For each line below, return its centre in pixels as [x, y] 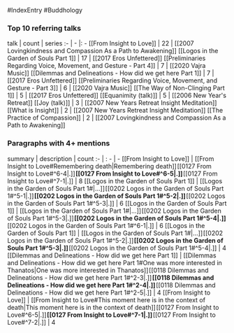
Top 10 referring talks [44, 28]
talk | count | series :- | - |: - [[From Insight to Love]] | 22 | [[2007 [101, 43]
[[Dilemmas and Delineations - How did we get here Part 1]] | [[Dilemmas [112, 255]
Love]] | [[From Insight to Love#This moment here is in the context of [107, 299]
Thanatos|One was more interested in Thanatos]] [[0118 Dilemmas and [108, 270]
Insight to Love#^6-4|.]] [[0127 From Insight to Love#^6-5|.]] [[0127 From [112, 173]
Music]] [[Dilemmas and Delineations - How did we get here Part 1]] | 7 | [111, 73]
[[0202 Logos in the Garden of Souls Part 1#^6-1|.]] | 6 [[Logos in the [106, 225]
